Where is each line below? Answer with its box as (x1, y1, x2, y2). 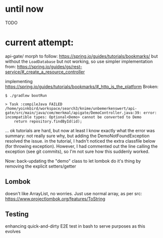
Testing (5, 210, 29, 218)
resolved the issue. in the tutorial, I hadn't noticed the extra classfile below (5, 138, 156, 144)
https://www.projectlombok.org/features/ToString (5, 196, 106, 202)
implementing (5, 78, 33, 84)
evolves (5, 228, 21, 234)
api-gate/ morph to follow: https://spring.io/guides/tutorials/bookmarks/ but (5, 53, 158, 59)
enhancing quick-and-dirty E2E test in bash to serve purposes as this (5, 223, 146, 229)
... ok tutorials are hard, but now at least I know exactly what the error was (5, 127, 155, 133)
